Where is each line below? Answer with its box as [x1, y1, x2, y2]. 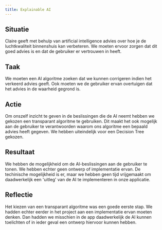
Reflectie [5, 191, 33, 199]
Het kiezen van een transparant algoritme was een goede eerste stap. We [5, 204, 153, 209]
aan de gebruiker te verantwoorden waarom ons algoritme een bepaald [5, 124, 148, 129]
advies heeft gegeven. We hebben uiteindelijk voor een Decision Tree [5, 129, 144, 135]
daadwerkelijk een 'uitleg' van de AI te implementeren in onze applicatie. [5, 176, 151, 182]
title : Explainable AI [5, 7, 51, 12]
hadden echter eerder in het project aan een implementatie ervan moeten [5, 209, 152, 215]
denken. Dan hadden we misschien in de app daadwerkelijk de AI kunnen [5, 214, 152, 220]
